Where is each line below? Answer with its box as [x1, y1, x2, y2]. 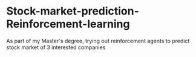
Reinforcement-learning [6, 17, 130, 31]
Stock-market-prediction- [6, 4, 139, 18]
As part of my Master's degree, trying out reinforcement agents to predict [6, 37, 190, 44]
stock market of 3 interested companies [6, 44, 106, 51]
